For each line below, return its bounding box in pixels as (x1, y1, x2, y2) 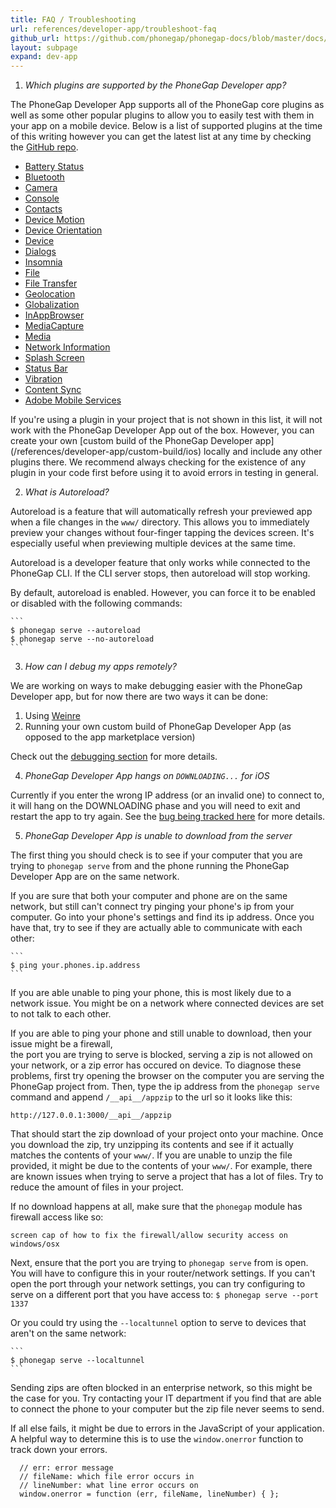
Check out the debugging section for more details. (10, 751, 218, 763)
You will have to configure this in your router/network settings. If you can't (10, 1267, 316, 1280)
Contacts (24, 203, 63, 215)
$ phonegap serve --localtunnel (10, 1356, 145, 1366)
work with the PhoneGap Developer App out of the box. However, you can (10, 424, 315, 436)
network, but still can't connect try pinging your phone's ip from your (10, 901, 295, 913)
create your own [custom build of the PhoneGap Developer (10, 435, 253, 447)
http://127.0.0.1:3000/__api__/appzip (10, 1111, 172, 1121)
